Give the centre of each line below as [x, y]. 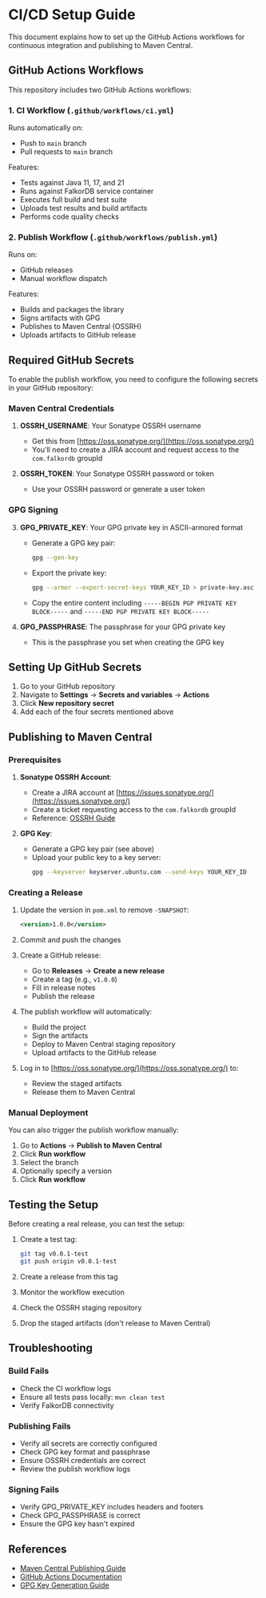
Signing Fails [34, 1489]
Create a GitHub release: [60, 955]
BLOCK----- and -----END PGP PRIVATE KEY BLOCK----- [121, 611]
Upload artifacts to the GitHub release [94, 1053]
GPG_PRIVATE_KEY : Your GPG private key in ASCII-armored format [131, 527]
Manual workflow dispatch [64, 279]
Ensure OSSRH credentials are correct [83, 1460]
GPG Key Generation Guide [64, 1585]
